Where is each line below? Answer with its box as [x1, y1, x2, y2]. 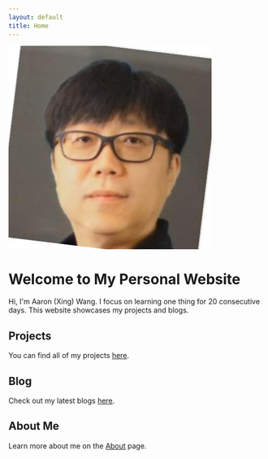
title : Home [8, 21, 49, 30]
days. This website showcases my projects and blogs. [8, 305, 189, 315]
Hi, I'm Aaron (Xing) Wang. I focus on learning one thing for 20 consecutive [8, 297, 261, 307]
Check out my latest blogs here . [8, 396, 115, 406]
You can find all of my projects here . [8, 351, 130, 361]
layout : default [8, 13, 63, 21]
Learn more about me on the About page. [8, 440, 147, 451]
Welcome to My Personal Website [8, 269, 241, 288]
